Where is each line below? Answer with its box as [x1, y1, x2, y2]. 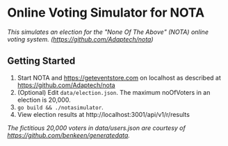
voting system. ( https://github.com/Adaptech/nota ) [7, 35, 154, 43]
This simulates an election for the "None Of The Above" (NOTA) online [7, 28, 209, 36]
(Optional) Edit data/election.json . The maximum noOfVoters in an [17, 88, 211, 96]
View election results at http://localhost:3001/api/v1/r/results [17, 110, 190, 118]
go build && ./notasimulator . [17, 102, 104, 111]
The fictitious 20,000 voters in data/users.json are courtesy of [7, 123, 186, 132]
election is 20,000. [17, 95, 71, 104]
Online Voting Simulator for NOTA [7, 5, 205, 21]
